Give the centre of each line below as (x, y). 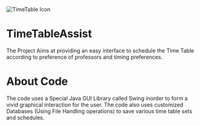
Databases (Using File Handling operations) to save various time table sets (99, 111)
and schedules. (25, 118)
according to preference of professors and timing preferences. (85, 57)
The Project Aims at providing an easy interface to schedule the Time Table (100, 50)
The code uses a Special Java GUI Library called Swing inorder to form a (97, 98)
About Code (37, 81)
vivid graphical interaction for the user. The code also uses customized (95, 104)
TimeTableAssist (49, 34)
